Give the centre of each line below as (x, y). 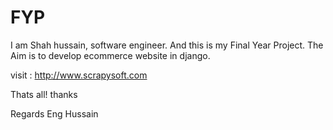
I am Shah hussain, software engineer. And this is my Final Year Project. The (167, 45)
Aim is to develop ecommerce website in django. (110, 55)
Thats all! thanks (44, 94)
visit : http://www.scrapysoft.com (79, 75)
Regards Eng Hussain (54, 113)
